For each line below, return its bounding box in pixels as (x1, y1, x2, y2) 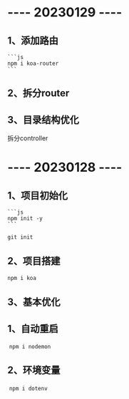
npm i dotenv (9, 385, 48, 392)
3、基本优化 (7, 296, 61, 309)
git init (7, 234, 33, 241)
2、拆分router (7, 87, 70, 100)
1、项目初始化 (7, 190, 68, 202)
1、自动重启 (7, 322, 59, 335)
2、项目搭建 (7, 255, 61, 267)
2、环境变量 (7, 364, 61, 376)
